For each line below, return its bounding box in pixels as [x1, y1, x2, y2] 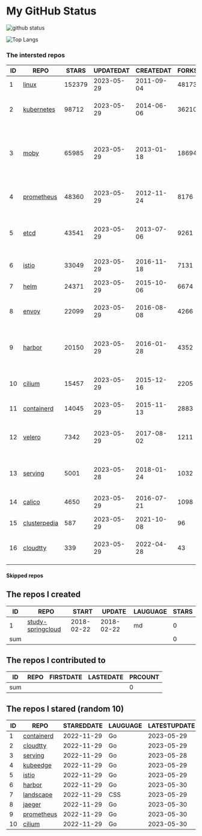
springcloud [26, 625, 61, 633]
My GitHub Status [6, 4, 97, 18]
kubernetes [23, 105, 56, 114]
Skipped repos [6, 571, 44, 579]
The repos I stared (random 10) [6, 703, 124, 714]
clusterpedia [23, 519, 59, 527]
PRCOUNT [129, 673, 160, 682]
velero [23, 433, 41, 441]
